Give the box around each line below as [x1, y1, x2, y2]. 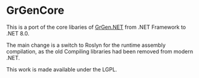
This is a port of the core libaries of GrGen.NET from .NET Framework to [6, 23, 186, 31]
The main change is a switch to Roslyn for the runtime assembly [6, 41, 166, 49]
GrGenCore [6, 4, 65, 17]
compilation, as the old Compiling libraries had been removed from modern [6, 47, 194, 55]
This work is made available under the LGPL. [6, 65, 117, 73]
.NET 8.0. [6, 29, 30, 37]
